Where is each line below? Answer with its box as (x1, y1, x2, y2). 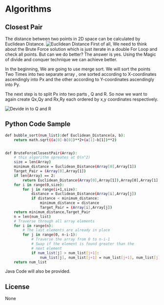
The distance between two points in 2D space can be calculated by (5, 36, 141, 42)
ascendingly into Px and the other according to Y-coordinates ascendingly (5, 77, 155, 82)
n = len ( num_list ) (14, 214, 51, 219)
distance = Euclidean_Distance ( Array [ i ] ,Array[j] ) (31, 192, 137, 196)
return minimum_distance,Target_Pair (14, 209, 91, 215)
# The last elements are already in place (22, 228, 110, 233)
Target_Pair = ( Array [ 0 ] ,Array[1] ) (14, 169, 86, 174)
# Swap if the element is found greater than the (31, 241, 134, 246)
